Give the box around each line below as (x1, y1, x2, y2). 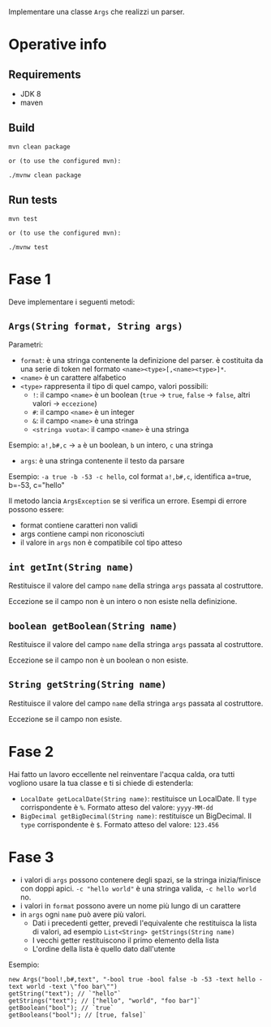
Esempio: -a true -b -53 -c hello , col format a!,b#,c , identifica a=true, (8, 472, 252, 481)
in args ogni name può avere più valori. (19, 909, 147, 919)
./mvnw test (8, 243, 49, 251)
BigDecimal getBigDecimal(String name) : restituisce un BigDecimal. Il (19, 811, 252, 821)
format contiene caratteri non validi (19, 520, 138, 530)
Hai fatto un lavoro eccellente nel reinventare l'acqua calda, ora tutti (8, 769, 235, 779)
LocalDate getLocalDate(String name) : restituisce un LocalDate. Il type (19, 793, 257, 803)
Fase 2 (8, 743, 54, 761)
